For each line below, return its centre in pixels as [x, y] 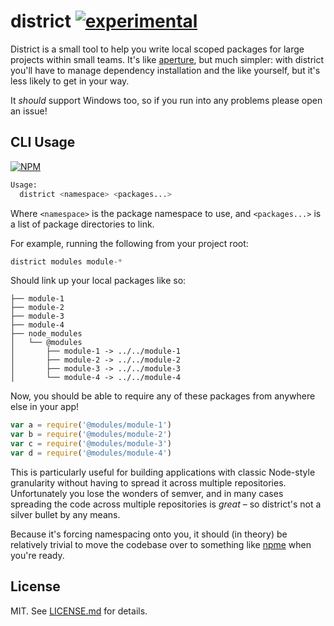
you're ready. [37, 555]
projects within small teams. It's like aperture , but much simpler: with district [167, 59]
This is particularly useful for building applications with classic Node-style [163, 472]
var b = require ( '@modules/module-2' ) [91, 435]
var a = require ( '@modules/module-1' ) [91, 425]
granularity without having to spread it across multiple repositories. [148, 482]
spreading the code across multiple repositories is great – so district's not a [166, 504]
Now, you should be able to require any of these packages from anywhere [163, 396]
